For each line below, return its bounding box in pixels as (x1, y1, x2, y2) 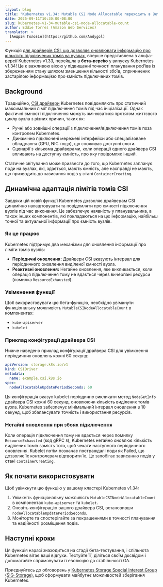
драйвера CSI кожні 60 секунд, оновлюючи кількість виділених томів (5, 399, 149, 404)
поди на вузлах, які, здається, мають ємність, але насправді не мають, (5, 166, 153, 171)
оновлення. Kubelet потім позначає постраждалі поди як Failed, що (5, 448, 145, 453)
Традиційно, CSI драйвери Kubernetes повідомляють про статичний (5, 100, 147, 106)
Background (5, 87, 43, 96)
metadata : (5, 371, 25, 376)
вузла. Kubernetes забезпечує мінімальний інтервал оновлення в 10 (5, 404, 146, 410)
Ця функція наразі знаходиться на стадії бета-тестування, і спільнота (5, 547, 149, 553)
